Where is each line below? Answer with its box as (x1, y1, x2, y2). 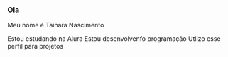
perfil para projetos (7, 42, 64, 51)
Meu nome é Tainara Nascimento (7, 21, 104, 30)
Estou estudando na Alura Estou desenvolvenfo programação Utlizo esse (7, 34, 222, 43)
